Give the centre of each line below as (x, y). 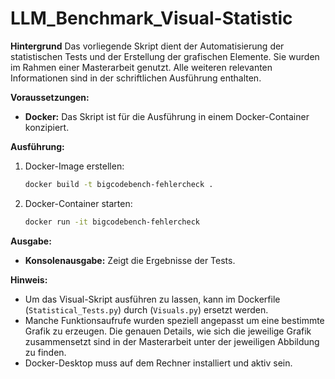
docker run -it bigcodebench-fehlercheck (112, 222)
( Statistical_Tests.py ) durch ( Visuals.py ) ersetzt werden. (146, 309)
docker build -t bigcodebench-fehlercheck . (119, 184)
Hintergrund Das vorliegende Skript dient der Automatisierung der (147, 46)
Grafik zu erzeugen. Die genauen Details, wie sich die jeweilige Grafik (168, 331)
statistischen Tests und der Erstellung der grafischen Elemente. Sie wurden (165, 56)
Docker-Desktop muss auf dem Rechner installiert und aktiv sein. (158, 363)
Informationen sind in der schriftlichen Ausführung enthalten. (136, 78)
